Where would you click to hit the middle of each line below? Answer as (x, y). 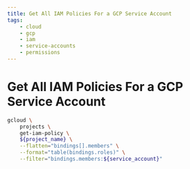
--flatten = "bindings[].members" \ (69, 146)
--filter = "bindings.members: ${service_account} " (91, 159)
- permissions (40, 53)
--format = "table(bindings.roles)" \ (73, 153)
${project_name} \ (46, 140)
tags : (15, 20)
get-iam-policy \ (45, 133)
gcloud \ (20, 120)
